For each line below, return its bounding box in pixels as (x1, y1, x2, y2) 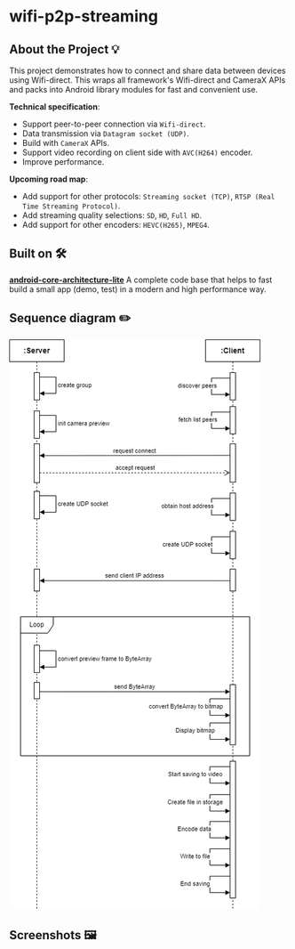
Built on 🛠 (9, 247, 67, 262)
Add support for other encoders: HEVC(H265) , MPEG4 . (21, 220, 211, 230)
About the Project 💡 (9, 42, 120, 57)
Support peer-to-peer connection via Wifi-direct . (21, 118, 206, 129)
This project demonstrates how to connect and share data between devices (9, 65, 286, 76)
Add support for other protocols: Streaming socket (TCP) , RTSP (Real (21, 191, 275, 201)
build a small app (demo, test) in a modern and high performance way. (9, 283, 267, 295)
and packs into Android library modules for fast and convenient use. (9, 85, 259, 94)
